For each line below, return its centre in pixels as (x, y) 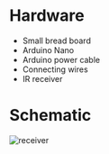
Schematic (50, 116)
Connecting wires (55, 69)
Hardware (47, 16)
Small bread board (57, 41)
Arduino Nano (48, 50)
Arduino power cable (61, 59)
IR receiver (42, 78)
